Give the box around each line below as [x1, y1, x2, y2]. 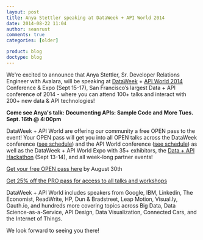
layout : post [6, 9, 40, 15]
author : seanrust [6, 26, 51, 32]
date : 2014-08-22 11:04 [6, 20, 67, 26]
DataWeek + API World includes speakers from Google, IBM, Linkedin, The [6, 189, 193, 196]
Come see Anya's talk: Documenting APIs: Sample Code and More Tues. [6, 108, 193, 116]
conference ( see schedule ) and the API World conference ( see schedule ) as [6, 140, 198, 148]
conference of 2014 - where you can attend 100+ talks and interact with [6, 90, 187, 98]
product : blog [6, 48, 43, 55]
